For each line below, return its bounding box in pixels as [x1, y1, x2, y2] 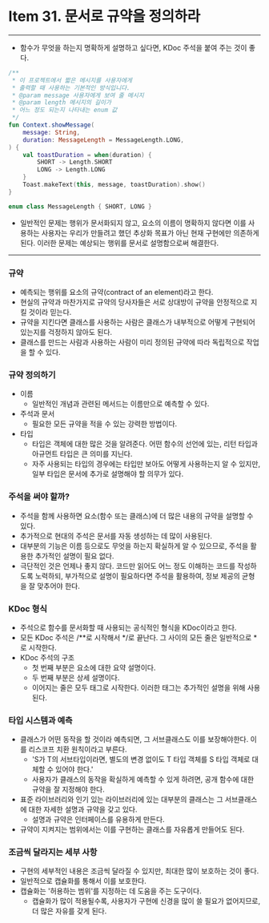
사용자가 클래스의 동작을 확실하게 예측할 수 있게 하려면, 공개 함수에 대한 [31, 775, 255, 784]
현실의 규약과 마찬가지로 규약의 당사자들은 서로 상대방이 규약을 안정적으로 [19, 297, 250, 307]
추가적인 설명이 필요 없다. [34, 550, 114, 561]
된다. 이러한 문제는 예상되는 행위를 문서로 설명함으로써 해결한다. [19, 238, 219, 248]
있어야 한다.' [55, 764, 94, 774]
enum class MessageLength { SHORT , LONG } [8, 202, 152, 211]
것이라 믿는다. [28, 307, 72, 316]
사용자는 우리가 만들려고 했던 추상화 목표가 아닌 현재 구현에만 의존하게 [41, 228, 260, 237]
